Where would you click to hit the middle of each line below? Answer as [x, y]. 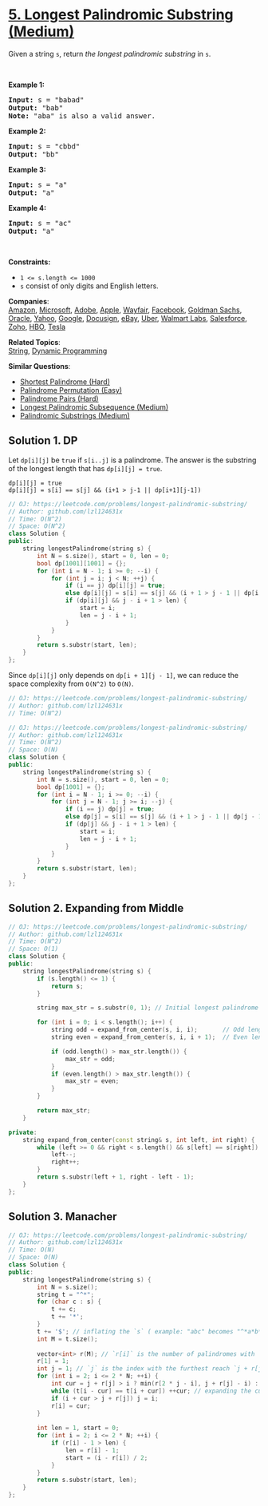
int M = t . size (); [67, 1339]
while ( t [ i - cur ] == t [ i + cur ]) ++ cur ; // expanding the [151, 1391]
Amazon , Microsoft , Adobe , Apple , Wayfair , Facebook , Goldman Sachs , [125, 310]
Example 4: [27, 208]
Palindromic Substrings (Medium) [75, 415]
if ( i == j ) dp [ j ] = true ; [110, 809]
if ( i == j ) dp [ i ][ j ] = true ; [115, 586]
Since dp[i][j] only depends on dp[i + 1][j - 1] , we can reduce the [124, 675]
